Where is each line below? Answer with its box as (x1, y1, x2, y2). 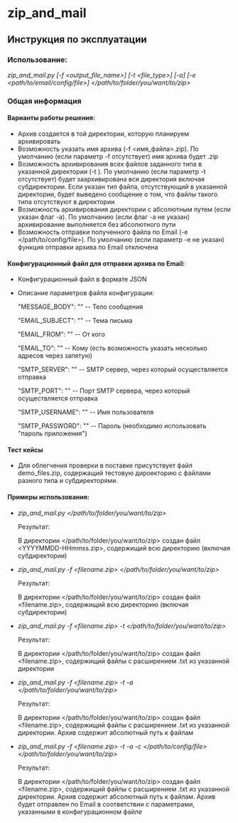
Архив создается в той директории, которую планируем (17, 129, 190, 138)
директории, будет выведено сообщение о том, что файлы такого (17, 190, 218, 198)
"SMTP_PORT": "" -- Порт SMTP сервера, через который (17, 386, 190, 395)
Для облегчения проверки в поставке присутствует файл (17, 461, 193, 470)
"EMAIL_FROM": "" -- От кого (17, 330, 105, 339)
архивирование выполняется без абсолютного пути (17, 221, 176, 228)
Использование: (7, 55, 67, 65)
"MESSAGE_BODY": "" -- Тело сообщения (17, 302, 144, 311)
